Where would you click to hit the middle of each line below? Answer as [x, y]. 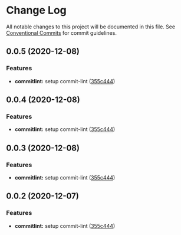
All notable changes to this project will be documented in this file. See [91, 27]
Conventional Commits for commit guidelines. [61, 32]
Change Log [36, 10]
